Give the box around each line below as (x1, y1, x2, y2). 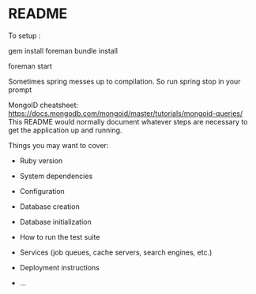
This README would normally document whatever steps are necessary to (8, 117, 248, 126)
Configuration (19, 186, 65, 195)
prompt (8, 84, 32, 95)
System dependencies (19, 171, 93, 180)
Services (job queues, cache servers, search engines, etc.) (19, 247, 213, 257)
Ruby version (19, 155, 63, 166)
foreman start (8, 61, 53, 71)
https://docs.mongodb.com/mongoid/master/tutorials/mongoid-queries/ (8, 108, 243, 118)
